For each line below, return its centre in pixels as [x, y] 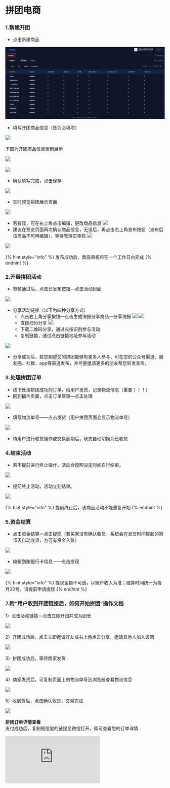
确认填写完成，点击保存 [37, 181]
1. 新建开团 [18, 27]
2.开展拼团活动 [23, 277]
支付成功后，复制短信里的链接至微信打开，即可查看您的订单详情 [72, 728]
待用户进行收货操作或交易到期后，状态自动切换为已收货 [70, 438]
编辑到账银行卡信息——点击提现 [46, 562]
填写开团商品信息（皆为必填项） [46, 128]
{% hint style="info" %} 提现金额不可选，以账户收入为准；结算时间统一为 [81, 583]
